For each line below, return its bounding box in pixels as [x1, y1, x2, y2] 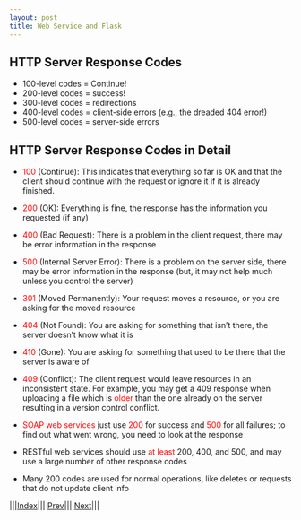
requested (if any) [21, 212, 90, 223]
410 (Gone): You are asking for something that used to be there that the [21, 347, 286, 358]
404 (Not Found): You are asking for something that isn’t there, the [21, 320, 269, 331]
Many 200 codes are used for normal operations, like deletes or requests [21, 473, 292, 484]
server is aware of [21, 356, 90, 368]
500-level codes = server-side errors [21, 117, 159, 127]
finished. [21, 186, 56, 196]
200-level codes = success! [21, 88, 126, 99]
